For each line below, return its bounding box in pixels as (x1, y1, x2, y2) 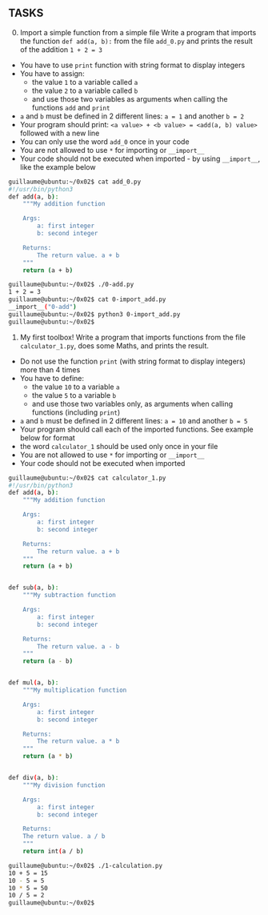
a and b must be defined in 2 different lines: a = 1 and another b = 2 (19, 111, 245, 121)
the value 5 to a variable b (31, 390, 117, 399)
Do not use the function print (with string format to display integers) (19, 356, 246, 366)
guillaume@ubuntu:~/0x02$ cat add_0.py (8, 178, 142, 186)
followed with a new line (19, 128, 100, 138)
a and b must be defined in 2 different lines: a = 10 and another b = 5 (19, 415, 248, 425)
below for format (19, 432, 76, 443)
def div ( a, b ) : (8, 774, 59, 782)
